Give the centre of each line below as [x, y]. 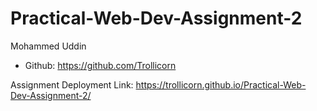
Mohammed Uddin [48, 46]
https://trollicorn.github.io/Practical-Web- [221, 84]
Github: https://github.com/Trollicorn [100, 65]
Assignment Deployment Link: [72, 84]
